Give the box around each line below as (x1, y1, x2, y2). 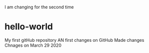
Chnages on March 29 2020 (4, 42, 62, 48)
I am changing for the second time (4, 4, 74, 10)
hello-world (4, 21, 53, 32)
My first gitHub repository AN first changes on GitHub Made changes (4, 37, 145, 43)
